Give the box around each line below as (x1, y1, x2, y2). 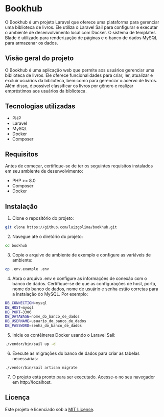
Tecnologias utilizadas (5, 102, 75, 111)
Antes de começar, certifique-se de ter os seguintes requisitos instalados (5, 163, 153, 169)
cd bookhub (5, 243, 27, 248)
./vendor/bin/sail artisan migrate (5, 365, 78, 370)
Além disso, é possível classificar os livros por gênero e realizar (5, 83, 134, 89)
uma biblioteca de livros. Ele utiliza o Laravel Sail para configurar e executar (5, 24, 158, 30)
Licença (5, 394, 30, 402)
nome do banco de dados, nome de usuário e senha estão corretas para (12, 286, 158, 292)
